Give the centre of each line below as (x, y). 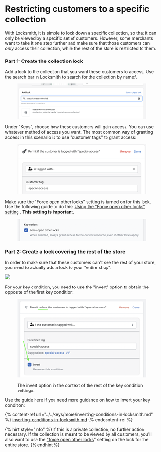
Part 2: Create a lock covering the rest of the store (65, 251)
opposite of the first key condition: (39, 292)
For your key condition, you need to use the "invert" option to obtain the (77, 287)
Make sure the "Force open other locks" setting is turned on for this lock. (78, 202)
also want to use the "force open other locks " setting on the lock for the (77, 439)
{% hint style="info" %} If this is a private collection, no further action (75, 429)
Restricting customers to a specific (77, 9)
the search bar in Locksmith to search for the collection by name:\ (71, 77)
